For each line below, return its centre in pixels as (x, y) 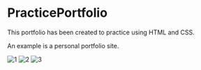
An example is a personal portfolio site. (63, 45)
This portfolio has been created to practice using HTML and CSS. (101, 32)
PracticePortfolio (58, 13)
